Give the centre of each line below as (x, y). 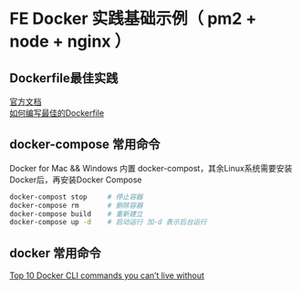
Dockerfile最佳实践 (64, 78)
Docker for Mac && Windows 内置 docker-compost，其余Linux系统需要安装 (151, 168)
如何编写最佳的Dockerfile (57, 113)
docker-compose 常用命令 (85, 145)
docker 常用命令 (56, 253)
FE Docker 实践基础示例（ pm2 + (133, 19)
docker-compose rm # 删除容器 (76, 205)
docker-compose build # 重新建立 (76, 214)
